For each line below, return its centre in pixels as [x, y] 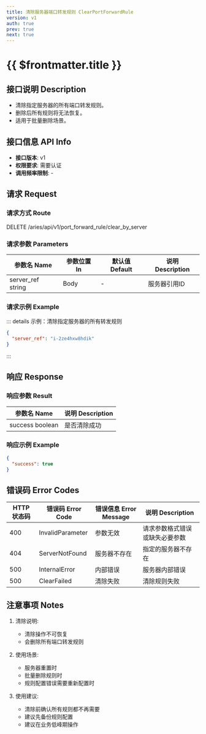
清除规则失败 [161, 581]
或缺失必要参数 [164, 538]
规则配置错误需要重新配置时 [59, 683]
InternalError [57, 570]
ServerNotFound [63, 554]
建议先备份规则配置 [49, 717]
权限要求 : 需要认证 [38, 165]
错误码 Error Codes [43, 490]
